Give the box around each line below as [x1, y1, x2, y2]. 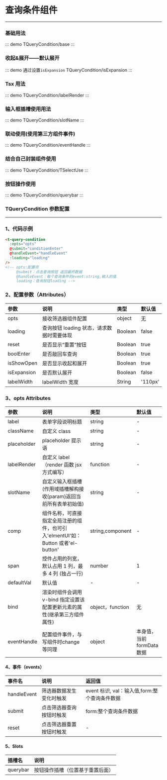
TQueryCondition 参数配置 [5, 205, 70, 212]
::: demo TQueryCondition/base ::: [5, 41, 75, 47]
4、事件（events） [5, 664, 45, 670]
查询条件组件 [5, 4, 58, 16]
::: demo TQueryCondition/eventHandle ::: [5, 142, 91, 148]
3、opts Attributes [5, 394, 51, 401]
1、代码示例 [5, 225, 33, 232]
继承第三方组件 [49, 611, 84, 618]
